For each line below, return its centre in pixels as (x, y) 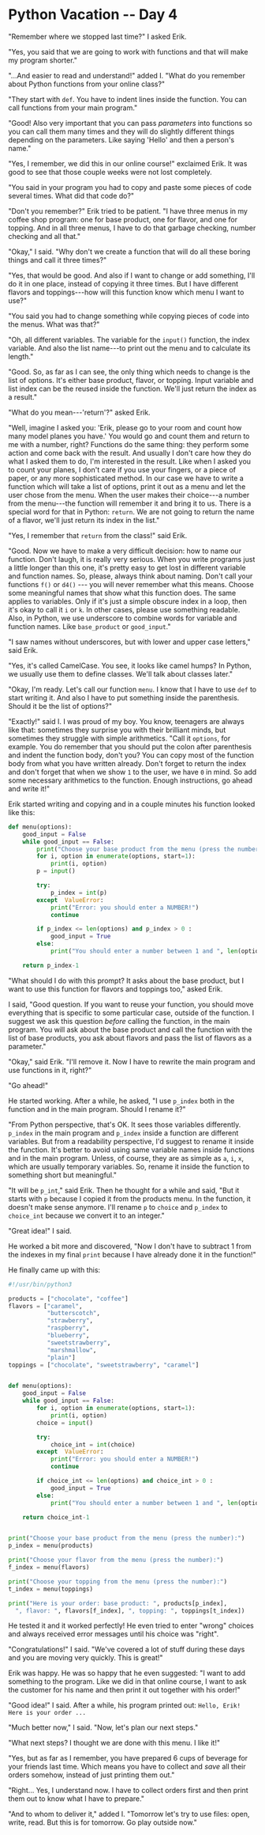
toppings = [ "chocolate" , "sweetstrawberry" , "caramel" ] (104, 1365)
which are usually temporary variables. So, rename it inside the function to (129, 1166)
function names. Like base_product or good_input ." (90, 626)
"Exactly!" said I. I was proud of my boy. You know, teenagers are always (126, 721)
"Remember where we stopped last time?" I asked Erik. (97, 36)
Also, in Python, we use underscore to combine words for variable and (123, 618)
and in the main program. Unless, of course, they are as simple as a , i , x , (126, 1158)
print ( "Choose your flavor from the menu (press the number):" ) (116, 1560)
